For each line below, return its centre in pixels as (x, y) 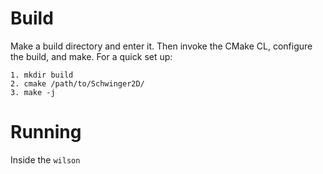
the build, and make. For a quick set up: (91, 56)
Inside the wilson (45, 159)
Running (46, 132)
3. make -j (33, 92)
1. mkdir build (42, 75)
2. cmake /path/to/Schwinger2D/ (77, 83)
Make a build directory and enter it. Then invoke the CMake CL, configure (161, 46)
